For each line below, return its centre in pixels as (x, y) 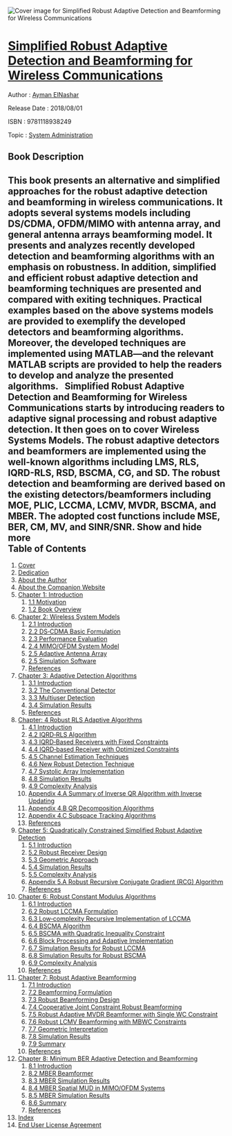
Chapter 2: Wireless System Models (69, 617)
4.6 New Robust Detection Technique (81, 764)
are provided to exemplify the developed (97, 321)
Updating (41, 801)
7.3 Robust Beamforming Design (74, 1000)
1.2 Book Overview (55, 609)
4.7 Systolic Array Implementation (76, 771)
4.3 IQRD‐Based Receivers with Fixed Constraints (98, 742)
